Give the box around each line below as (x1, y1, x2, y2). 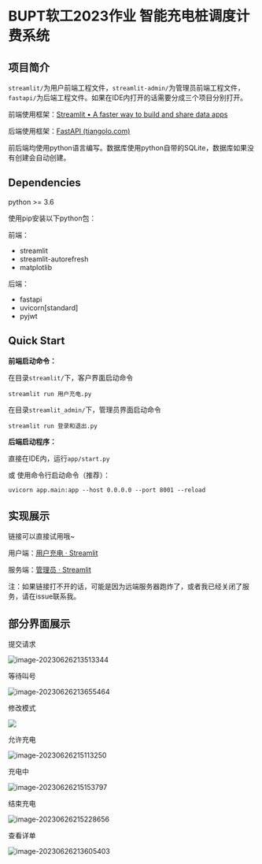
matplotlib (19, 262, 53, 272)
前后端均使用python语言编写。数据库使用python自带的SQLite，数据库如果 (8, 143, 248, 152)
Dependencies (8, 176, 81, 190)
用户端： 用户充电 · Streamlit (8, 548, 98, 558)
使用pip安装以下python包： (8, 213, 97, 223)
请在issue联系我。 (21, 591, 81, 601)
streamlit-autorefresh (19, 254, 89, 264)
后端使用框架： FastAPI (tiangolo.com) (8, 127, 131, 135)
